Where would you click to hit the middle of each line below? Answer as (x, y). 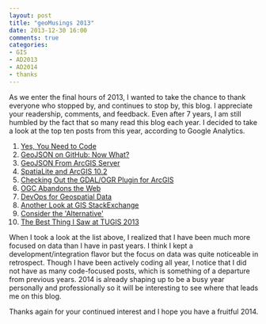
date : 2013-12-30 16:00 (48, 30)
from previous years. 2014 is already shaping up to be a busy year (117, 279)
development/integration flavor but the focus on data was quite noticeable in (134, 253)
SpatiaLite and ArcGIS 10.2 (64, 171)
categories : (28, 45)
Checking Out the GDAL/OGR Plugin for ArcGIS (97, 180)
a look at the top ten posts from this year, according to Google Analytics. (127, 131)
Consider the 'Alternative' (62, 213)
